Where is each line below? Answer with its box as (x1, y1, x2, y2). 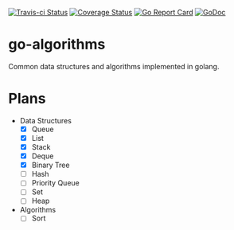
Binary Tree (31, 160, 70, 170)
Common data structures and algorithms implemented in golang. (8, 61, 220, 71)
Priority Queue (31, 178, 80, 188)
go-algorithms (8, 36, 106, 53)
